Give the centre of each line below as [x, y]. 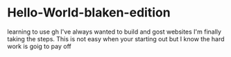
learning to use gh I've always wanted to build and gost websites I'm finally [114, 32]
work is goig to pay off [39, 46]
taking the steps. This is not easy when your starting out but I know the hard [116, 38]
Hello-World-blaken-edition [89, 13]
